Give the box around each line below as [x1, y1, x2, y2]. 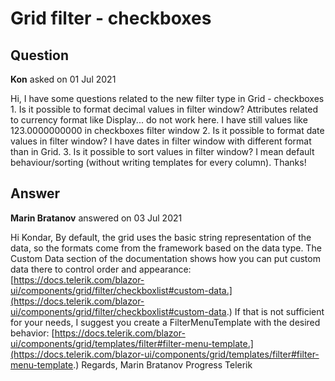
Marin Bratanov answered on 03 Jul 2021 [10, 212, 183, 224]
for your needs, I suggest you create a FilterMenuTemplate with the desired [10, 316, 321, 328]
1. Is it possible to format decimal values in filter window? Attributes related [10, 103, 319, 115]
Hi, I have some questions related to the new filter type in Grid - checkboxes [10, 93, 325, 104]
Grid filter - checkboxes [10, 7, 212, 30]
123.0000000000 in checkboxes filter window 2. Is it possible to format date [10, 125, 325, 136]
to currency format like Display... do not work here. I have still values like [10, 114, 308, 126]
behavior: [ [10, 327, 55, 339]
